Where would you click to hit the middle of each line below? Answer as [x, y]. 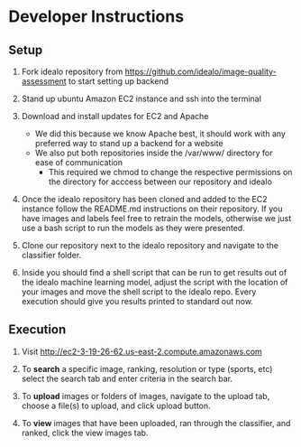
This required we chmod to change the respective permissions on [170, 172]
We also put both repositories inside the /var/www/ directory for [154, 153]
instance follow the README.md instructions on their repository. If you [152, 209]
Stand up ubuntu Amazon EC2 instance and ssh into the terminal [141, 98]
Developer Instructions [96, 17]
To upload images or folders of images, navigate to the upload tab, [146, 396]
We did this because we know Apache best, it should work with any [160, 134]
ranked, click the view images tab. [85, 433]
